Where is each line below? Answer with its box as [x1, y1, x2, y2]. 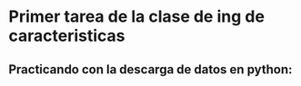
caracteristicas [8, 25, 125, 46]
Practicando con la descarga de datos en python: [8, 62, 293, 77]
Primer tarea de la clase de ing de [8, 6, 266, 27]
